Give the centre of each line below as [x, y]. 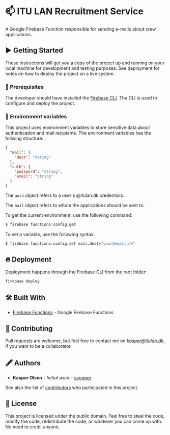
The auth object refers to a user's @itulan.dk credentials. [65, 195]
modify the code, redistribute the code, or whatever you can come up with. [84, 421]
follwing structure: [24, 138]
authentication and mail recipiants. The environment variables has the [78, 133]
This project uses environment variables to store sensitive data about [78, 127]
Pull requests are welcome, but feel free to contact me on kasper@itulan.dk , [85, 341]
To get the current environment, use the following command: [69, 215]
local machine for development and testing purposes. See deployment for [82, 68]
